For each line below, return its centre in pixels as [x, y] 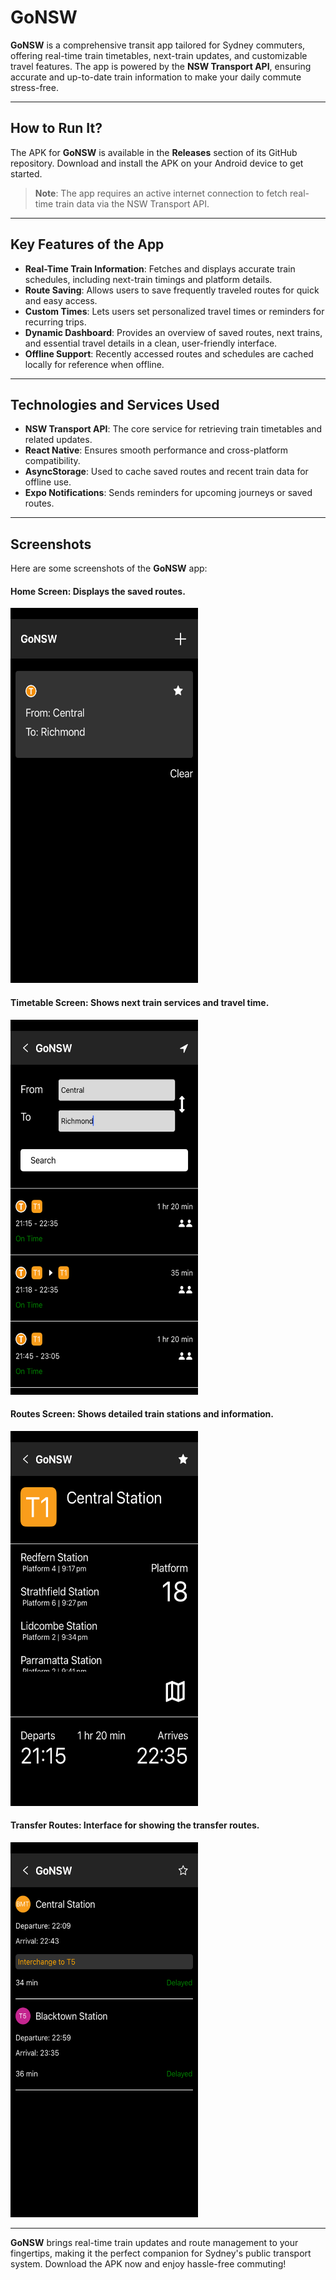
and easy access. [61, 300]
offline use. [48, 482]
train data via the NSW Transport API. [132, 203]
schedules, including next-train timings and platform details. [148, 279]
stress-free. [34, 87]
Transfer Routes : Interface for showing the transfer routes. [135, 1825]
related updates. [58, 440]
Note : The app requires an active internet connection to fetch [161, 193]
